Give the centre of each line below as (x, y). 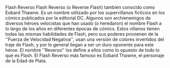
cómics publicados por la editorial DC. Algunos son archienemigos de (78, 18)
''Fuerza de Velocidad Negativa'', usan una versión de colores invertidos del (85, 39)
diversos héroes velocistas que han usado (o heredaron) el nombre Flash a (83, 23)
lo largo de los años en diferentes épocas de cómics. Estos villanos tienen (82, 29)
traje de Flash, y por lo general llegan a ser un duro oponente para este (79, 45)
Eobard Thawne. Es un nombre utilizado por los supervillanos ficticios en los (85, 13)
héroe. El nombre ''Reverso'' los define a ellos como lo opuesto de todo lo (82, 50)
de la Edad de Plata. (26, 61)
